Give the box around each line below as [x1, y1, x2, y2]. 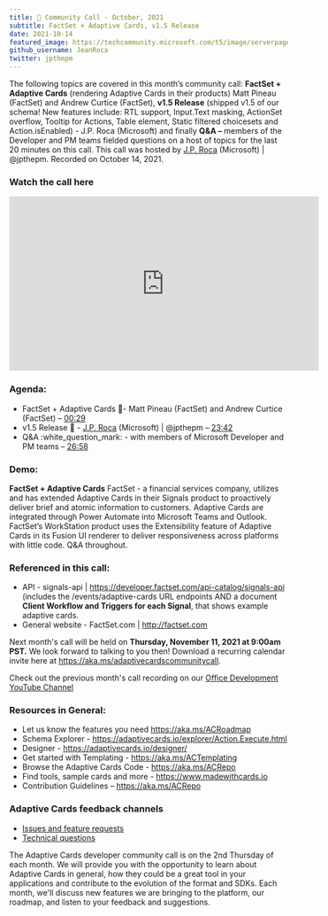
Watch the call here [9, 175, 95, 188]
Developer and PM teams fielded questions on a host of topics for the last [9, 135, 278, 145]
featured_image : [9, 37, 69, 47]
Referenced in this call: [9, 562, 111, 574]
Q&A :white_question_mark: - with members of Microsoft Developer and [21, 431, 285, 442]
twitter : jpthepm [9, 54, 73, 63]
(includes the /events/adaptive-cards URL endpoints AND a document [21, 591, 278, 602]
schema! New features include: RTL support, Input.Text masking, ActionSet [9, 107, 283, 117]
